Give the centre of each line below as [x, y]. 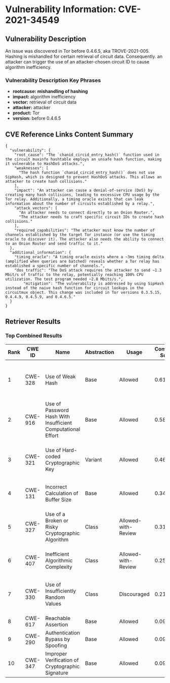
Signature [57, 672]
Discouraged [135, 594]
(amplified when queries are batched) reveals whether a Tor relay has [82, 262]
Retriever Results [33, 321]
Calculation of [62, 493]
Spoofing [56, 645]
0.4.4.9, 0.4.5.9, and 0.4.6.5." [40, 297]
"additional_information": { [40, 253]
